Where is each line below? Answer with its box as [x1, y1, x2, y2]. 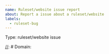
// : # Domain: [5, 44, 32, 50]
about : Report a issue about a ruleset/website [5, 12, 105, 17]
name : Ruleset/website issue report [5, 7, 80, 12]
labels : [5, 16, 21, 21]
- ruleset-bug [9, 21, 38, 26]
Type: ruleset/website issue [5, 34, 61, 40]
